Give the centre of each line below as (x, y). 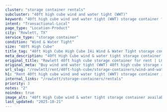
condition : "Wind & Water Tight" (40, 42)
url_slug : (15, 70)
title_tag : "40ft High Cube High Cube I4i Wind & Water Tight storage (80, 51)
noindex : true (20, 93)
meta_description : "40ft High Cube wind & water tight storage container (83, 56)
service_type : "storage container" (42, 38)
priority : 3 (17, 83)
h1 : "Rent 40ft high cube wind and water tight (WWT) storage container (82, 74)
